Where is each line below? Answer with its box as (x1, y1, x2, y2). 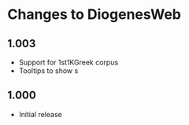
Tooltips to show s (18, 66, 79, 75)
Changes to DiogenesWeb (7, 6, 182, 24)
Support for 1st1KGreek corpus (18, 57, 119, 67)
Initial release (18, 109, 62, 119)
